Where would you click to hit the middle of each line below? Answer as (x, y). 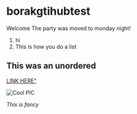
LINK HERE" (22, 80)
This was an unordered (51, 66)
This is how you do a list (46, 47)
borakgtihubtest (49, 11)
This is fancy (23, 104)
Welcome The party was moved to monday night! (68, 28)
